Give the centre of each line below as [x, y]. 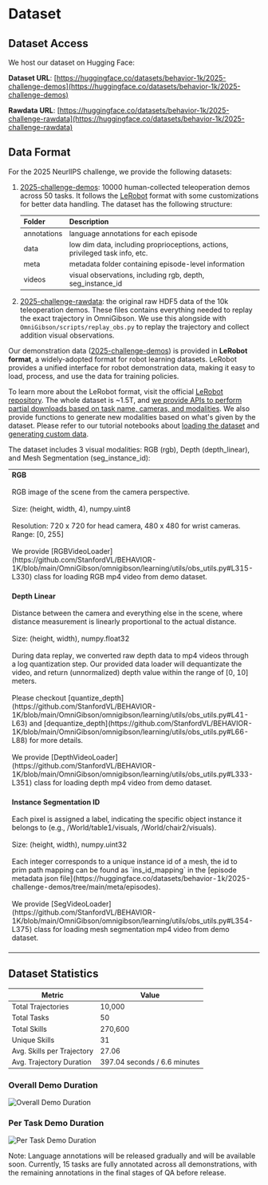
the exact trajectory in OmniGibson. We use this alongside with [123, 318]
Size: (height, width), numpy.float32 [71, 638]
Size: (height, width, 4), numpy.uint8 [71, 508]
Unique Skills [33, 1040]
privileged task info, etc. [108, 253]
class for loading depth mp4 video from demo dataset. [123, 782]
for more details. [56, 740]
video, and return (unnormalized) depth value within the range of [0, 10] [130, 672]
